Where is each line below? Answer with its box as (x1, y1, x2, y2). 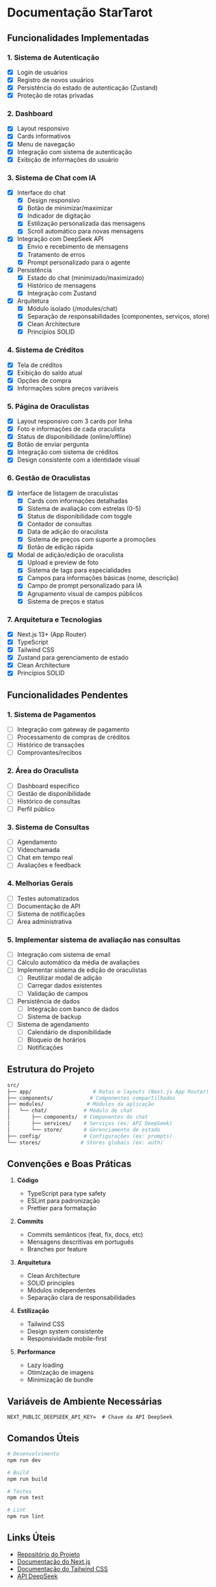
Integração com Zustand (27, 289, 97, 297)
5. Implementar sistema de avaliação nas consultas (7, 935, 181, 945)
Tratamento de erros (27, 250, 85, 258)
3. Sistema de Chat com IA (7, 173, 97, 182)
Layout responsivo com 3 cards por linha (16, 417, 133, 425)
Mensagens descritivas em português (27, 1238, 135, 1246)
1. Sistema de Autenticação (7, 53, 100, 62)
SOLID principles (27, 1279, 75, 1287)
